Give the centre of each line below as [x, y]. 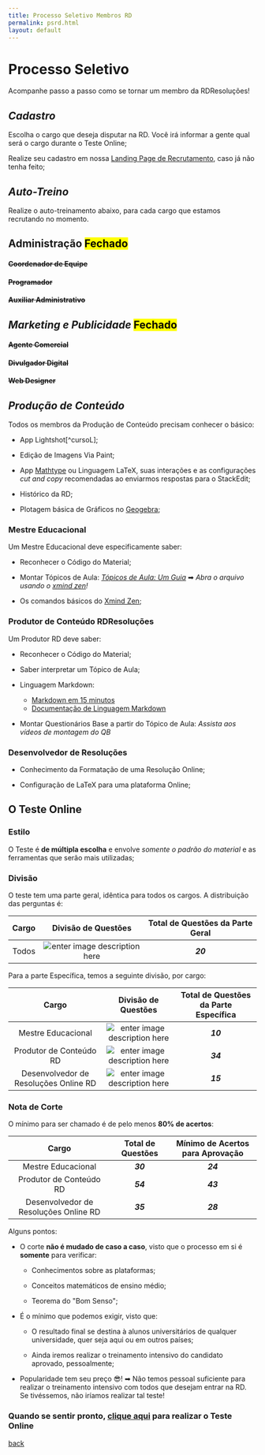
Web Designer [32, 381]
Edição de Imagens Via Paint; [67, 455]
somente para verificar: [58, 1255]
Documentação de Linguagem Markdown [99, 708]
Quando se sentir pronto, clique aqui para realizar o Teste [120, 1416]
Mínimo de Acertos [213, 1143]
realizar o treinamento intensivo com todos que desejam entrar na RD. [133, 1387]
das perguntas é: [35, 903]
